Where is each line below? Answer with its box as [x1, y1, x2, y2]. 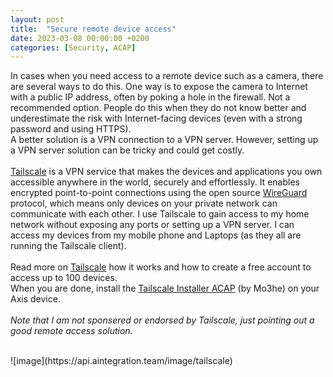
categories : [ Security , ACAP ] [10, 42, 137, 53]
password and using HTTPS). [10, 123, 132, 135]
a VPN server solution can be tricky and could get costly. [10, 144, 245, 156]
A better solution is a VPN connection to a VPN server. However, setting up [10, 134, 319, 146]
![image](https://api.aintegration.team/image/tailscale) [10, 355, 233, 367]
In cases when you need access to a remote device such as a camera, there [10, 70, 324, 82]
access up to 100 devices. [10, 272, 118, 284]
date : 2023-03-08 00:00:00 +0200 [10, 33, 150, 43]
